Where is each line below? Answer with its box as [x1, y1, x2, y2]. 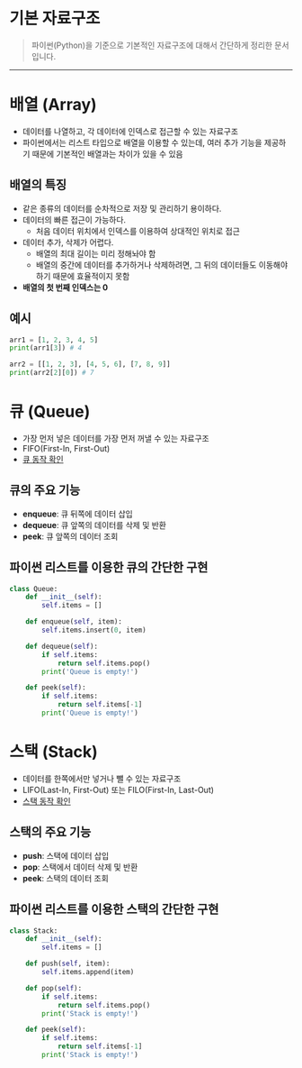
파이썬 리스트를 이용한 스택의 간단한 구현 [9, 902, 219, 917]
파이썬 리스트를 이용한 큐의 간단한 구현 [9, 560, 209, 575]
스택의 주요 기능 [9, 825, 92, 840]
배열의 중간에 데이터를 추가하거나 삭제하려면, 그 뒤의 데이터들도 [35, 259, 257, 270]
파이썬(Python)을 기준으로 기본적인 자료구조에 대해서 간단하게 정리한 [31, 40, 272, 50]
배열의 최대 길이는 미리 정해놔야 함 [35, 248, 156, 259]
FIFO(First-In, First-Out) [22, 443, 111, 453]
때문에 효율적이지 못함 [52, 270, 130, 281]
